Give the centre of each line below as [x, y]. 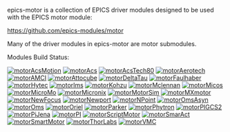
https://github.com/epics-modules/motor [66, 31]
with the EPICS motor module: [50, 17]
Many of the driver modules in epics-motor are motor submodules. [102, 44]
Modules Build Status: [38, 57]
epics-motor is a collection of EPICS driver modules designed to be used [111, 10]
